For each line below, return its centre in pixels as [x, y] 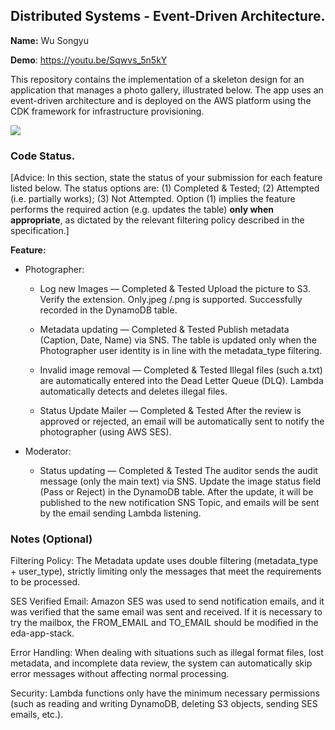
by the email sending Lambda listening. [120, 513]
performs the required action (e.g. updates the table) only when [142, 210]
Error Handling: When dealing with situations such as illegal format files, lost [167, 653]
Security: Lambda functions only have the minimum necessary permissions [165, 693]
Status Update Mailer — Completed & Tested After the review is [170, 411]
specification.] [40, 231]
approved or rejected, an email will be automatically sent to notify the [182, 421]
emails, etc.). [37, 715]
